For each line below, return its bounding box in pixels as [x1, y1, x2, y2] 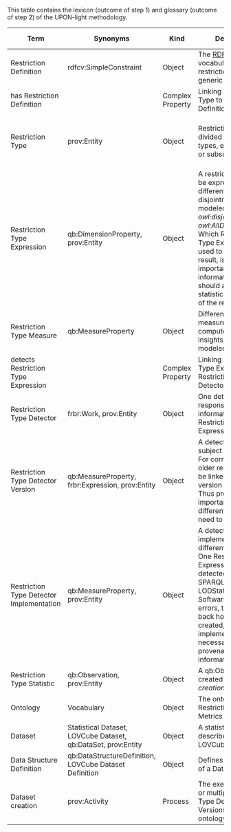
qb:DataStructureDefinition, [67, 751, 156, 760]
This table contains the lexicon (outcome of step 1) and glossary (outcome [7, 6, 218, 14]
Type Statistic [10, 679, 55, 688]
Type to [198, 96, 223, 105]
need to [198, 515, 223, 524]
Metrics [198, 712, 223, 721]
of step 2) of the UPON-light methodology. [7, 13, 128, 21]
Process [162, 797, 189, 806]
